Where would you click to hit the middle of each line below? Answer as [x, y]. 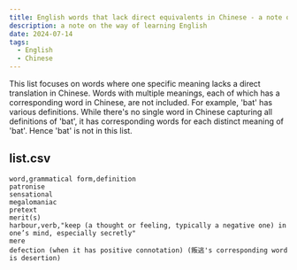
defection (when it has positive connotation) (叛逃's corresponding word [148, 250]
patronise [27, 187]
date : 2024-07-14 [41, 34]
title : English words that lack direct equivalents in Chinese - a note [146, 17]
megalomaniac [33, 202]
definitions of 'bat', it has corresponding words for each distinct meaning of [147, 121]
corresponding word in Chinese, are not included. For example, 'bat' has [141, 102]
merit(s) [25, 218]
